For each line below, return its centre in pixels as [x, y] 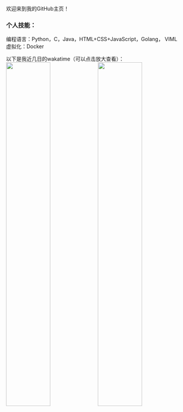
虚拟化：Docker [25, 46]
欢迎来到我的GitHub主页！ [37, 9]
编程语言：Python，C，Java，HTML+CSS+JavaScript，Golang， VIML [92, 39]
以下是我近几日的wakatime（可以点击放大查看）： [65, 59]
